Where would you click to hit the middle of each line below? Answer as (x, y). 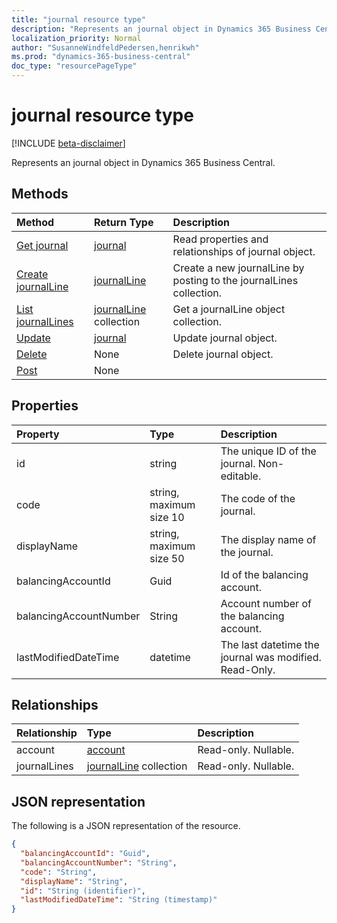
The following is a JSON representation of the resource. (126, 826)
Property (38, 434)
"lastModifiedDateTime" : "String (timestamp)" (119, 900)
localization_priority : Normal (76, 38)
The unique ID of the (268, 451)
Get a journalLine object (229, 309)
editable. (241, 476)
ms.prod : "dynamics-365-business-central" (101, 57)
